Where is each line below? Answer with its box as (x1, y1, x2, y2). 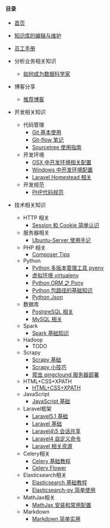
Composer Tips (32, 251, 70, 258)
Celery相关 (23, 450, 50, 457)
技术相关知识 (14, 201, 46, 209)
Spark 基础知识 (32, 330, 70, 337)
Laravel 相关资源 (32, 443, 73, 450)
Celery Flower (32, 464, 67, 472)
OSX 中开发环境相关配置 (32, 159, 92, 166)
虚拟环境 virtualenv (32, 272, 79, 279)
